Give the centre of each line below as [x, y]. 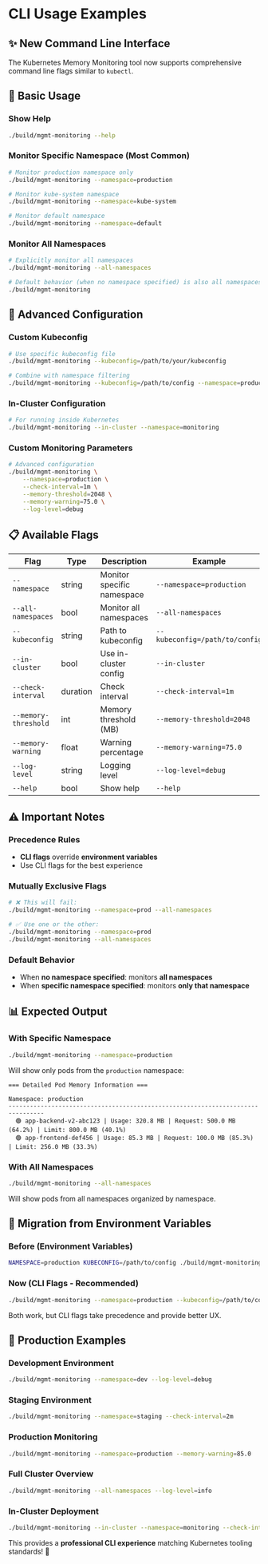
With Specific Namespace [60, 1039]
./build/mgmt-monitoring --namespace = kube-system [93, 202]
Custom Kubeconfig [48, 338]
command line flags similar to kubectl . [71, 71]
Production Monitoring [53, 1437]
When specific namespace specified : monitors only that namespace [134, 986]
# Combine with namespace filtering [69, 376]
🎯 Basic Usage [45, 96]
